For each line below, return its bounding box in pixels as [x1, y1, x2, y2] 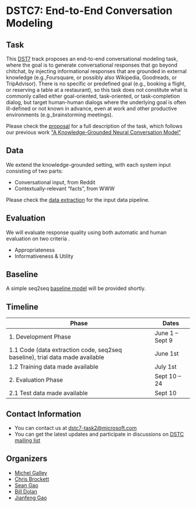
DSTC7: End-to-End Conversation [6, 4, 173, 18]
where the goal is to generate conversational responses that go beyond [6, 61, 178, 68]
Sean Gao [14, 481, 38, 489]
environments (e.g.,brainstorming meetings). [6, 111, 113, 118]
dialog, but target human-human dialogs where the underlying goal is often [6, 99, 187, 106]
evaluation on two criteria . [6, 235, 70, 242]
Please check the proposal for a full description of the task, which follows [6, 123, 183, 129]
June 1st [154, 350, 179, 358]
